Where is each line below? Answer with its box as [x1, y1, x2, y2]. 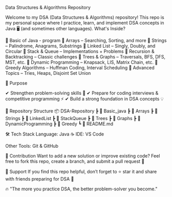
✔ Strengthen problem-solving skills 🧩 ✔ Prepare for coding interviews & [5, 90, 159, 96]
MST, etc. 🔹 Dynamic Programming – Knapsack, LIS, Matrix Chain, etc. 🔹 [5, 59, 158, 65]
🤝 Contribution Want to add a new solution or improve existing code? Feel [5, 153, 160, 159]
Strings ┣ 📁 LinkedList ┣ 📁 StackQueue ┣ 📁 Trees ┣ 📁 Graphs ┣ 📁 [5, 115, 141, 121]
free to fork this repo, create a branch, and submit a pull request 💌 [5, 159, 145, 164]
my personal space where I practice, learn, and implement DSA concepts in [5, 20, 165, 26]
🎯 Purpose [5, 80, 28, 86]
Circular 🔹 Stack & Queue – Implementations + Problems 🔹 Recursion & [5, 48, 155, 54]
